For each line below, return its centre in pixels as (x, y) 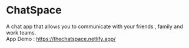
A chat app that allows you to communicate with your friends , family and (95, 26)
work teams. (21, 32)
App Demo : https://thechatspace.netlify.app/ (61, 39)
